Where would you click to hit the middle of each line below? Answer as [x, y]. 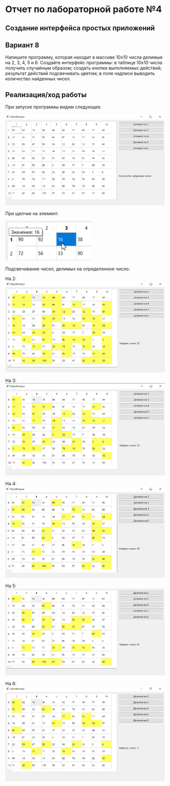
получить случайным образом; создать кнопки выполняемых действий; [83, 68]
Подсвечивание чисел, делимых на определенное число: [68, 269]
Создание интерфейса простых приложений [80, 28]
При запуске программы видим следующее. [54, 107]
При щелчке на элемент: [32, 214]
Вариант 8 [22, 45]
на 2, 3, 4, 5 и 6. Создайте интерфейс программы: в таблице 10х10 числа [84, 63]
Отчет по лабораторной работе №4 [84, 9]
